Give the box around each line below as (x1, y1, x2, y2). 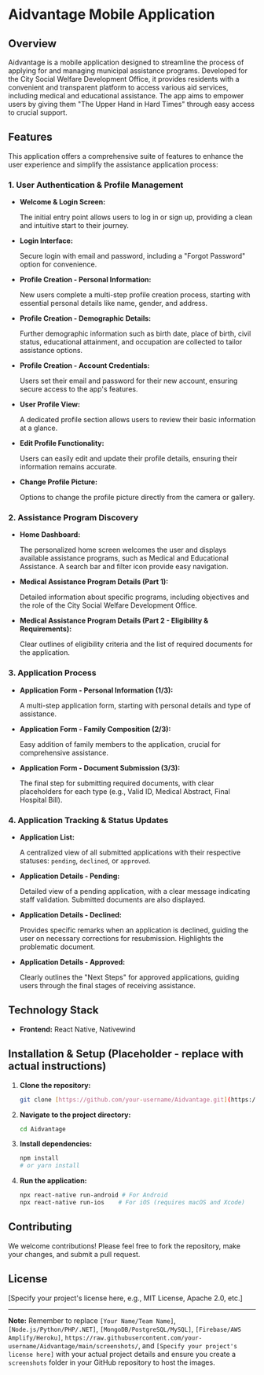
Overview (8, 37, 57, 50)
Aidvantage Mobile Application (8, 6, 215, 24)
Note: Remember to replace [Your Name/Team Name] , (8, 1315, 177, 1325)
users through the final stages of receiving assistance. (19, 981, 196, 990)
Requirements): (19, 624, 72, 634)
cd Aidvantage (19, 1125, 66, 1133)
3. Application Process (8, 667, 97, 678)
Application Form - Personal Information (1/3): (19, 686, 174, 695)
